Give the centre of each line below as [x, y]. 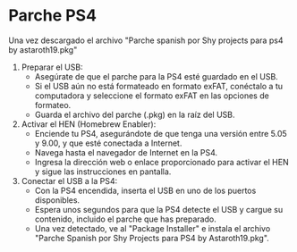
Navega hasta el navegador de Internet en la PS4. [126, 152]
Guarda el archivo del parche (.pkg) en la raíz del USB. [135, 114]
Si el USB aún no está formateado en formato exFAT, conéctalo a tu [159, 86]
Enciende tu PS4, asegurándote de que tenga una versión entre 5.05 [161, 133]
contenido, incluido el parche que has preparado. [125, 219]
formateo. [53, 105]
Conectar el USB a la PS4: [69, 181]
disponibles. [57, 200]
